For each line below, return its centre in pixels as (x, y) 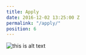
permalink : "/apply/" (34, 23)
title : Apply (23, 12)
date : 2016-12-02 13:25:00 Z (43, 18)
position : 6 (21, 29)
